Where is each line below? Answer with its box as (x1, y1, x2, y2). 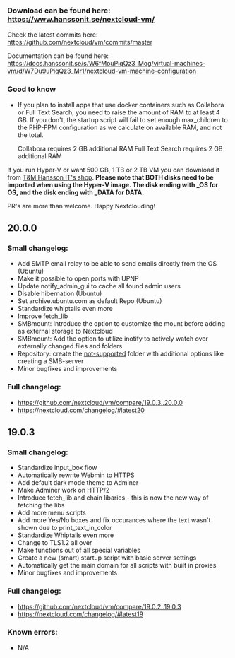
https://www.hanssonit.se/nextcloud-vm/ (7, 14, 155, 24)
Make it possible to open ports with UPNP (17, 274, 139, 283)
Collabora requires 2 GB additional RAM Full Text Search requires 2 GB (17, 144, 224, 153)
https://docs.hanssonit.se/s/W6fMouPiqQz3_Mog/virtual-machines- (7, 59, 206, 68)
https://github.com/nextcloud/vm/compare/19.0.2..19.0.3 (17, 602, 181, 611)
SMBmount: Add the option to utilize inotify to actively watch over (17, 334, 208, 343)
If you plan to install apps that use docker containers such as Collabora (17, 100, 224, 109)
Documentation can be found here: (7, 52, 109, 60)
